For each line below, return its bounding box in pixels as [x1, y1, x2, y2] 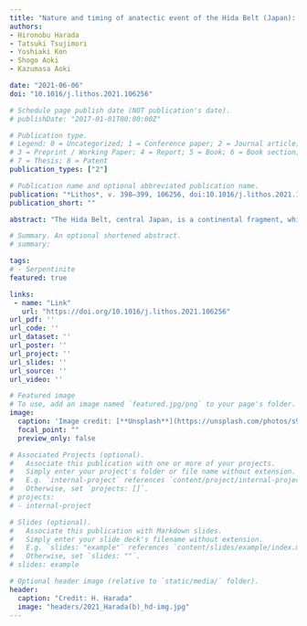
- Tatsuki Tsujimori [9, 38, 89, 48]
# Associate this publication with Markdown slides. [9, 526, 223, 536]
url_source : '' [9, 366, 68, 376]
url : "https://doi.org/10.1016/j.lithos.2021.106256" [21, 307, 231, 316]
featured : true [9, 273, 68, 282]
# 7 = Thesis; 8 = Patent [9, 156, 108, 165]
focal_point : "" [17, 425, 79, 434]
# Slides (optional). [9, 517, 92, 526]
